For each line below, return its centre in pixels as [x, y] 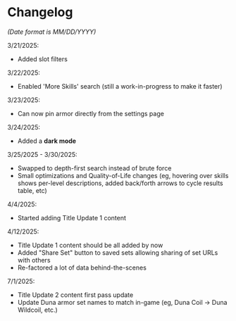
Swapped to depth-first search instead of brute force [94, 168]
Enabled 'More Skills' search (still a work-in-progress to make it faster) [120, 86]
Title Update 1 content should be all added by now [90, 245]
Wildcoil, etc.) [37, 310]
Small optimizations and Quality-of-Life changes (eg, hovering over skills [123, 175]
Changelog [40, 12]
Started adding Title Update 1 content [72, 218]
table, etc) [32, 190]
